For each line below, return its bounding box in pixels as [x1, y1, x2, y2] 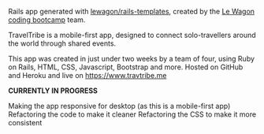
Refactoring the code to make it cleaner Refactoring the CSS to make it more [8, 110, 257, 119]
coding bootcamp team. [8, 15, 86, 24]
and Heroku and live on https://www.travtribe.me [8, 71, 167, 80]
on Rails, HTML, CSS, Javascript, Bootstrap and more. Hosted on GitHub [8, 62, 244, 72]
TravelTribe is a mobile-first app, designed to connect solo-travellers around [8, 31, 256, 39]
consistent [8, 118, 43, 127]
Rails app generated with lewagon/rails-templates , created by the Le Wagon [8, 7, 255, 16]
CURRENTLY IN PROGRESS [8, 86, 99, 95]
